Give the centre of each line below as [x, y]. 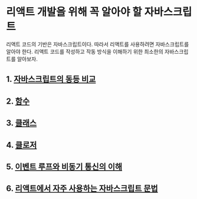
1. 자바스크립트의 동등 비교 [51, 79]
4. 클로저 [22, 145]
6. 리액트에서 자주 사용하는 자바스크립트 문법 [82, 189]
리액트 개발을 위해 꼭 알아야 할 [74, 12]
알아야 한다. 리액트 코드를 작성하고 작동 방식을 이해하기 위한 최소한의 [85, 51]
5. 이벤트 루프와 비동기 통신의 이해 [64, 166]
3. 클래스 [22, 123]
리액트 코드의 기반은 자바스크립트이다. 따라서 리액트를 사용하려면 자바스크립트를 [98, 44]
